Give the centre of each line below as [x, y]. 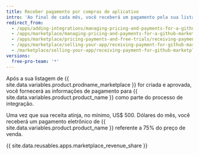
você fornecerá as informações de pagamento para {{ [72, 91]
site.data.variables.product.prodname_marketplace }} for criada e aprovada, [99, 84]
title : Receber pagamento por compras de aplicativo [73, 12]
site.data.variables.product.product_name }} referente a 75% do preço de [96, 128]
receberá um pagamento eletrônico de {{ [56, 121]
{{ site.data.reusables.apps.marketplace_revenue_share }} [77, 145]
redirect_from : [25, 23]
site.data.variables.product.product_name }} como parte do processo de [94, 97]
